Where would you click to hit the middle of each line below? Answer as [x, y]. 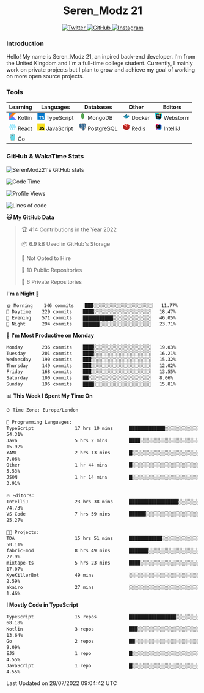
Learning [20, 107]
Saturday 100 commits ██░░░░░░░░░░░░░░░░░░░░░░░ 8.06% [90, 378]
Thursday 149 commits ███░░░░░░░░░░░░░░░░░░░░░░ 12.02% [91, 365]
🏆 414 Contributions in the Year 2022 [69, 229]
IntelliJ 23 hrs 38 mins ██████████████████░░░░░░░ [102, 502]
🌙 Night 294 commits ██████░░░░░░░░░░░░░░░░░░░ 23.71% [91, 324]
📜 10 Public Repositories [52, 270]
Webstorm [177, 118]
